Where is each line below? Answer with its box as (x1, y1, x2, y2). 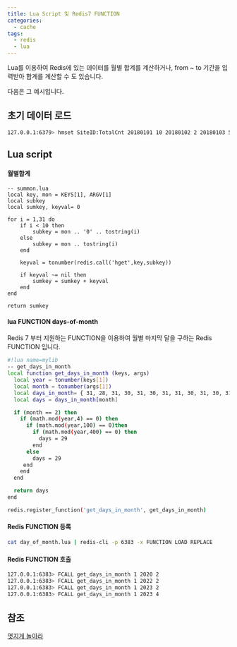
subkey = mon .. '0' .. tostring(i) (32, 229, 140, 236)
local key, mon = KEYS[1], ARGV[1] (7, 191, 112, 198)
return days (13, 488, 49, 495)
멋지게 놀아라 (7, 632, 44, 641)
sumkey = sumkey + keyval (32, 278, 109, 285)
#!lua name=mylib (7, 357, 59, 364)
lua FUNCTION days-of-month (7, 317, 99, 325)
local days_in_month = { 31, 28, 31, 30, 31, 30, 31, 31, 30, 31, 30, (13, 389, 222, 397)
